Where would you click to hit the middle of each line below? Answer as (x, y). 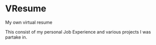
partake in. (16, 37)
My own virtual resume (29, 22)
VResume (26, 9)
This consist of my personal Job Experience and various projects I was (78, 32)
